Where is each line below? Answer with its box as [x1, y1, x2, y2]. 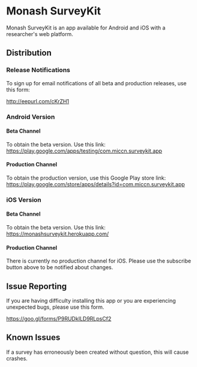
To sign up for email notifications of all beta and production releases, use [6, 79, 187, 86]
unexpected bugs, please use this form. [6, 303, 105, 311]
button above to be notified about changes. [6, 264, 114, 271]
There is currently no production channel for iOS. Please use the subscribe [6, 257, 191, 265]
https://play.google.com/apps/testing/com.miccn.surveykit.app [6, 147, 162, 154]
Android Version [6, 112, 55, 121]
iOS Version [6, 195, 42, 204]
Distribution [6, 48, 52, 58]
